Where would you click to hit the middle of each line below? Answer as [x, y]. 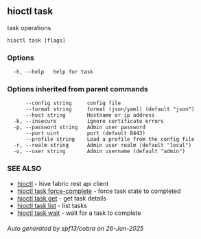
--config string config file [73, 103]
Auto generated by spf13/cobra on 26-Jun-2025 [75, 229]
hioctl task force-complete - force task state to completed [99, 191]
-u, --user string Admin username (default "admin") [99, 151]
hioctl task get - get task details [62, 198]
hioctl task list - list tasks [52, 205]
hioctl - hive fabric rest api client [63, 183]
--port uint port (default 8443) [85, 133]
